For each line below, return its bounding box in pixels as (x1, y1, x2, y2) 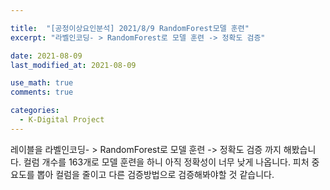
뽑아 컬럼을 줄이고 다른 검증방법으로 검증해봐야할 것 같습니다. (36, 168, 275, 180)
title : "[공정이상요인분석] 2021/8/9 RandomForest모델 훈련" (10, 23, 250, 33)
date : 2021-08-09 (10, 51, 83, 61)
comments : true (10, 87, 74, 98)
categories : (10, 106, 60, 116)
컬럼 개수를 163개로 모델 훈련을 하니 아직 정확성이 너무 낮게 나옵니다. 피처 (23, 156, 310, 168)
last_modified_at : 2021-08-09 (10, 60, 137, 70)
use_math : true (10, 78, 74, 88)
